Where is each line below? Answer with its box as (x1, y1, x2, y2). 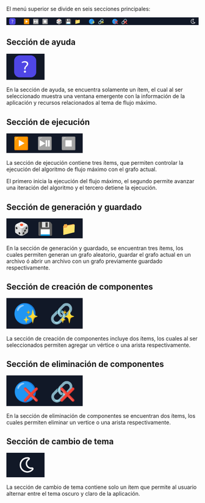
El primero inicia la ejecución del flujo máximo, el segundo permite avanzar (6, 178, 195, 185)
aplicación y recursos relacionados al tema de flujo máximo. (6, 99, 157, 107)
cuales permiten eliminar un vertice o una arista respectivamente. (6, 418, 171, 426)
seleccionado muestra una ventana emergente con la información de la (6, 93, 185, 100)
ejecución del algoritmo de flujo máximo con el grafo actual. (6, 165, 157, 173)
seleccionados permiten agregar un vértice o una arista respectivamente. (6, 341, 191, 349)
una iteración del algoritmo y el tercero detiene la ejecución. (6, 184, 157, 192)
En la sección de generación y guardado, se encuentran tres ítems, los (6, 244, 184, 252)
